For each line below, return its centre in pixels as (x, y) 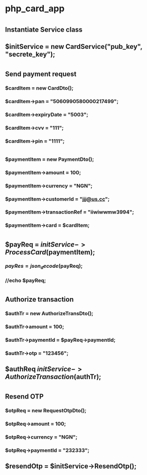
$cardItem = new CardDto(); (39, 88)
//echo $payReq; (26, 280)
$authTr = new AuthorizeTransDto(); (49, 313)
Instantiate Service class (44, 30)
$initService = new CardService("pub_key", (74, 47)
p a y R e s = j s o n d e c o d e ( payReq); (44, 266)
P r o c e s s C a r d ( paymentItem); (50, 252)
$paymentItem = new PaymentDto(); (50, 159)
